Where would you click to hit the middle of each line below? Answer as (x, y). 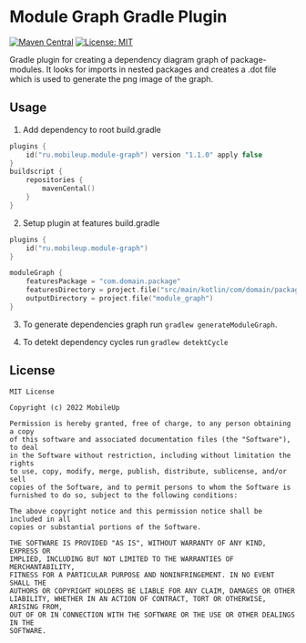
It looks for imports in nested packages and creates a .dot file (161, 69)
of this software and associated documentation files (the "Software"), (150, 439)
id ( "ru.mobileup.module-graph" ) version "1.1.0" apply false (144, 155)
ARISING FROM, (36, 607)
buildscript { (36, 172)
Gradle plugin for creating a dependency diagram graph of (119, 59)
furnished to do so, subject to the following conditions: (124, 495)
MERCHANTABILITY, (42, 566)
